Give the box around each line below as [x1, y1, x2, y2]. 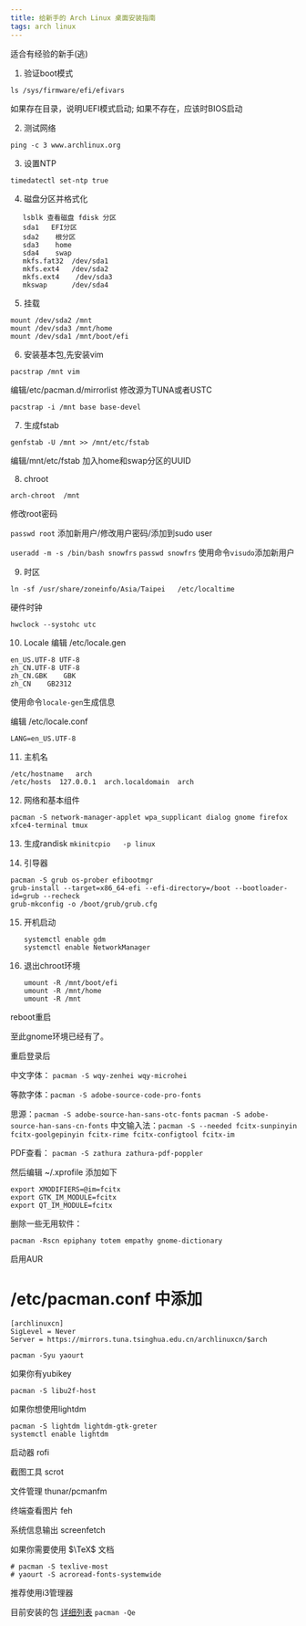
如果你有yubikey [10, 1369, 72, 1379]
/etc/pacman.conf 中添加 [10, 1288, 203, 1309]
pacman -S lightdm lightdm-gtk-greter [10, 1421, 158, 1432]
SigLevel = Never [10, 1327, 76, 1337]
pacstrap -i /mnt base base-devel [10, 403, 142, 412]
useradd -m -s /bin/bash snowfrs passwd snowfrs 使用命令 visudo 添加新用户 [10, 547, 295, 558]
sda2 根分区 [22, 232, 76, 242]
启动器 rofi [10, 1447, 49, 1458]
